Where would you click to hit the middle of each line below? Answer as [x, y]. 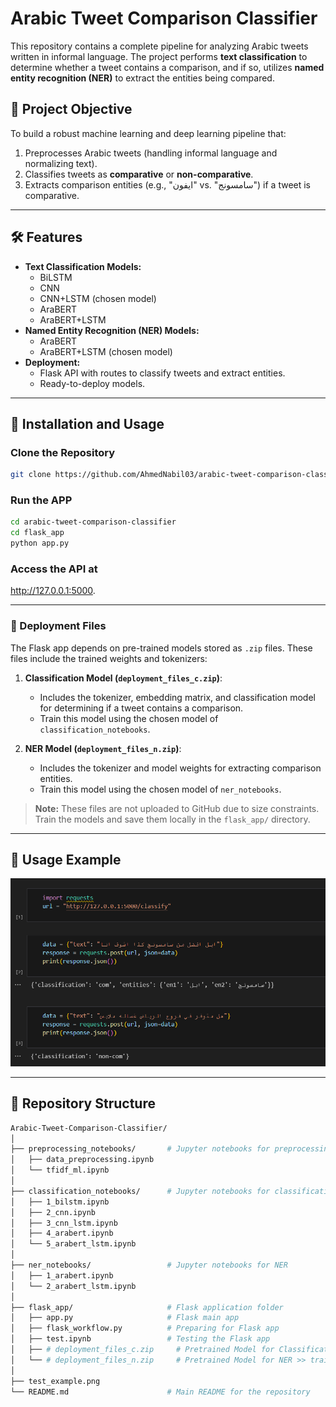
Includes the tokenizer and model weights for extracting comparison [180, 768]
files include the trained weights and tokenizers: [109, 658]
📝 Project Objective [71, 109]
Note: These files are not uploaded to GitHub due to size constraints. [177, 808]
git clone [31, 475]
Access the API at [54, 569]
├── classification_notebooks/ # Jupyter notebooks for [140, 1191]
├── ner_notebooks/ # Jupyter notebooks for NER [149, 1265]
